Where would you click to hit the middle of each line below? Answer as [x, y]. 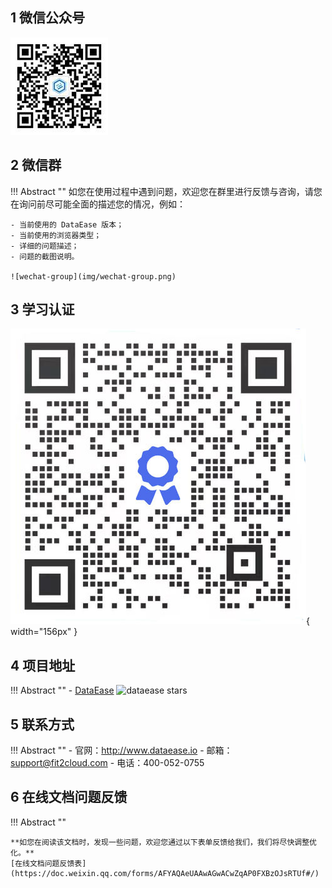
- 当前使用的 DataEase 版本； [67, 224]
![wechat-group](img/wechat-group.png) [93, 276]
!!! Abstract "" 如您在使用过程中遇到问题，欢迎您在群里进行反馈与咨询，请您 [166, 191]
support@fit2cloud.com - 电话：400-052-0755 [107, 763]
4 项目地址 [43, 665]
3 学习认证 [42, 309]
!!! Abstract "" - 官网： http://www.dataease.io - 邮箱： [121, 750]
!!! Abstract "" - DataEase [62, 690]
